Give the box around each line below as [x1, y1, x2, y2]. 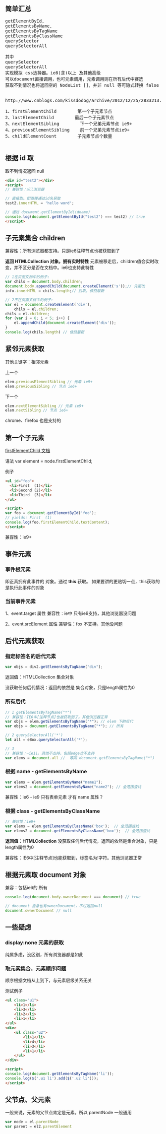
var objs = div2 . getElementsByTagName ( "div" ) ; [5, 665, 103, 669]
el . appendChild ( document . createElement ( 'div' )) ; [14, 321, 116, 326]
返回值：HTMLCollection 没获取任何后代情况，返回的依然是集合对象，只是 [5, 838, 158, 844]
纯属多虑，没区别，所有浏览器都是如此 [5, 951, 83, 957]
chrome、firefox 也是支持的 [5, 417, 61, 423]
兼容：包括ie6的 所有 [5, 885, 48, 891]
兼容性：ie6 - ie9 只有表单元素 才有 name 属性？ [5, 794, 104, 800]
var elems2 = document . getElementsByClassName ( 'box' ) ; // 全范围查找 [5, 828, 150, 833]
